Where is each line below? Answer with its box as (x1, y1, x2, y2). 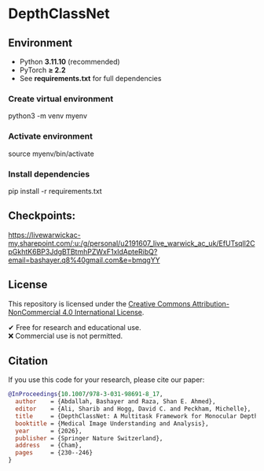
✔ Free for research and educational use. (8, 322, 141, 332)
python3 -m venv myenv (8, 111, 88, 121)
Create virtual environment (8, 93, 114, 104)
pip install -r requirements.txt (8, 186, 102, 195)
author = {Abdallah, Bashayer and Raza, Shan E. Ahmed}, (15, 398, 216, 406)
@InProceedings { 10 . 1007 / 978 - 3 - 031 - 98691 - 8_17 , (8, 391, 163, 399)
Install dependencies (8, 169, 90, 180)
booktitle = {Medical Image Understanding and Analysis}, (15, 419, 210, 428)
